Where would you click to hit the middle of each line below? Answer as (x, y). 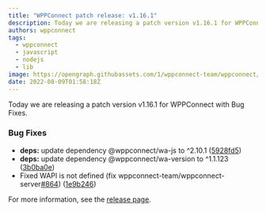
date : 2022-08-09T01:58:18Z (55, 81)
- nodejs (30, 60)
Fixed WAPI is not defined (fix (68, 176)
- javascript (37, 52)
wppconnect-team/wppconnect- (171, 176)
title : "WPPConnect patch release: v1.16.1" (83, 15)
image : (19, 74)
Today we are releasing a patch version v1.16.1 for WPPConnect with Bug (126, 104)
